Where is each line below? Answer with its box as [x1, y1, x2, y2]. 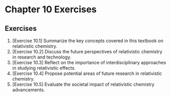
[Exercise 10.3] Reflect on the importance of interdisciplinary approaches [12, 60, 166, 65]
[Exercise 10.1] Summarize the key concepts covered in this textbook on [12, 37, 163, 44]
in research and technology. [12, 54, 72, 60]
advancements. [12, 87, 45, 93]
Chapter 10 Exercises [5, 4, 97, 15]
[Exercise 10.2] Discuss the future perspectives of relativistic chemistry [12, 49, 162, 54]
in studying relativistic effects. [12, 65, 76, 71]
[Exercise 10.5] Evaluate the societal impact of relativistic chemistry [12, 81, 155, 87]
